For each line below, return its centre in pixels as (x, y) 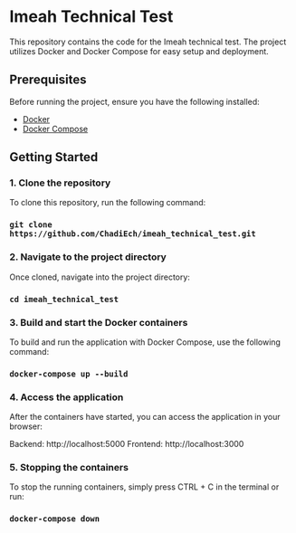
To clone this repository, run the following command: (108, 203)
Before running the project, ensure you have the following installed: (134, 101)
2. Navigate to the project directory (88, 257)
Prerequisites (48, 80)
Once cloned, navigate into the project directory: (100, 277)
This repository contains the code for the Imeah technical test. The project (148, 42)
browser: (26, 426)
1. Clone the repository (60, 183)
